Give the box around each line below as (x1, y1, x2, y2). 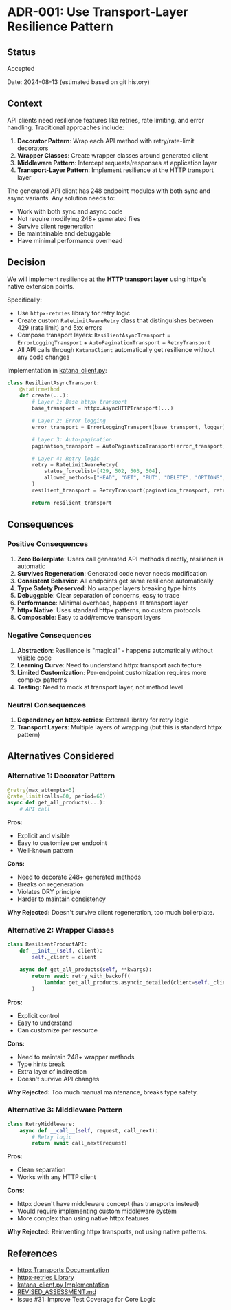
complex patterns (16, 676, 67, 684)
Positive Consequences (7, 539, 88, 548)
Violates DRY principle (16, 888, 80, 896)
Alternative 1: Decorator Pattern (7, 771, 115, 780)
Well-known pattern (16, 846, 74, 855)
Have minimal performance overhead (16, 236, 123, 245)
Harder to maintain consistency (16, 895, 107, 903)
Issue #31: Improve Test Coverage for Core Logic (16, 1296, 156, 1304)
